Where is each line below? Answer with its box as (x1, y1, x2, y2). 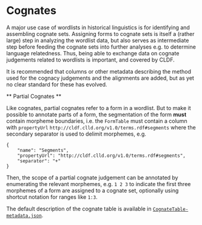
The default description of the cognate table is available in (6, 205, 152, 212)
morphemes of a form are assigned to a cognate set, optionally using (6, 187, 179, 194)
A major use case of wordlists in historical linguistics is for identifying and (6, 24, 190, 31)
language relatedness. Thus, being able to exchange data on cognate (6, 49, 180, 57)
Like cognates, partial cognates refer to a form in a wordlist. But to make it (6, 104, 191, 111)
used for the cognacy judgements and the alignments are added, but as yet (6, 74, 194, 81)
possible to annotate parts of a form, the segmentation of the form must (6, 111, 187, 118)
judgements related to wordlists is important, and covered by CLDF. (6, 56, 175, 63)
